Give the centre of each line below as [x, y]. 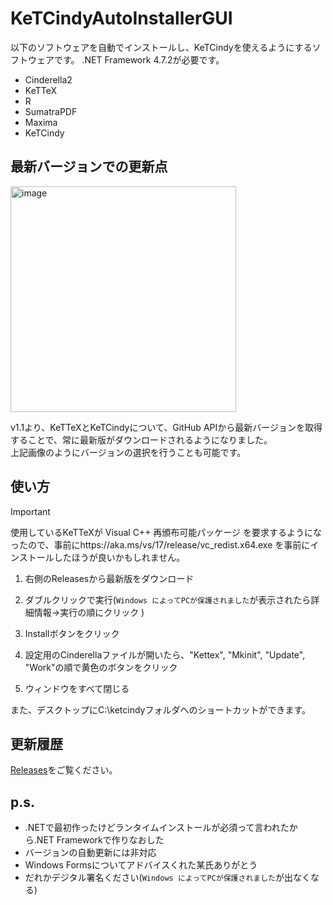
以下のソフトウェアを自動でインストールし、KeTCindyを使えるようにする [161, 47]
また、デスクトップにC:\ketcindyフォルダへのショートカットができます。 [161, 709]
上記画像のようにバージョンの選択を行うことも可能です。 [128, 452]
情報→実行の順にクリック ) [89, 612]
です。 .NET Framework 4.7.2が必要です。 [139, 59]
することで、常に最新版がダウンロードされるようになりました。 [141, 439]
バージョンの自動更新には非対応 [90, 853]
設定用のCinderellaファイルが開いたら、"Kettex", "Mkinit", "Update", [165, 654]
